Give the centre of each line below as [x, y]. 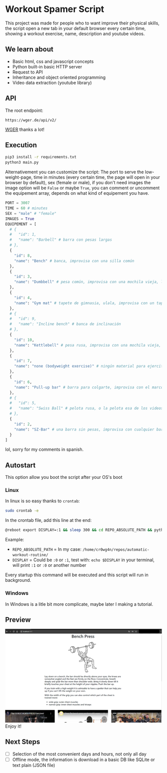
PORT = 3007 [17, 203]
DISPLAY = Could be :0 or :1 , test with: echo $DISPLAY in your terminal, [83, 560]
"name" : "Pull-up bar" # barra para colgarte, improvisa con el [82, 387]
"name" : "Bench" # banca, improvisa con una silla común [74, 261]
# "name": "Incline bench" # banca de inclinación [65, 324]
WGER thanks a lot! [25, 129]
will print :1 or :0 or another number [49, 565]
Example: [15, 540]
